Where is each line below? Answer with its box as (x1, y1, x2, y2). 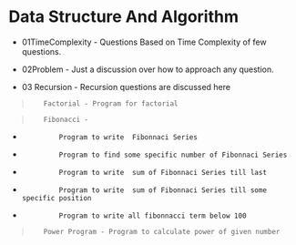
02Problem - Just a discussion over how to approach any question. (21, 64, 274, 75)
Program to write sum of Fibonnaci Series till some (58, 185, 268, 195)
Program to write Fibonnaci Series (58, 132, 198, 142)
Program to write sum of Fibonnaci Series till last (58, 168, 268, 177)
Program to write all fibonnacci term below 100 (58, 211, 247, 220)
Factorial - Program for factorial (43, 98, 179, 108)
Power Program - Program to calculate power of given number (43, 227, 281, 236)
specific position (21, 193, 92, 202)
